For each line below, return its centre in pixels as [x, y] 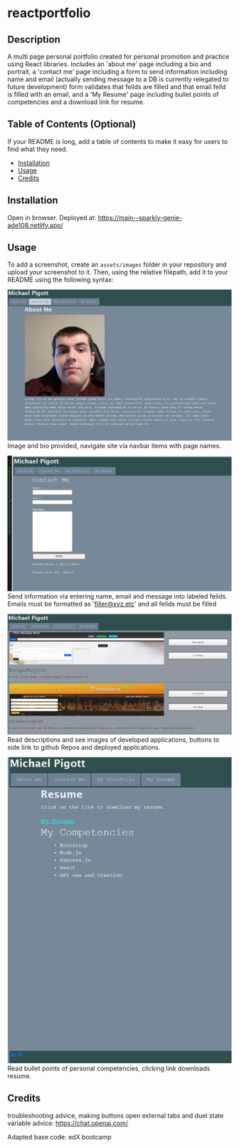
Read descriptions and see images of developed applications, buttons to [113, 740]
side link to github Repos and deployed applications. [84, 748]
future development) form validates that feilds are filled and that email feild [117, 87]
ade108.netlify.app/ [36, 225]
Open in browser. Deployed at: [52, 217]
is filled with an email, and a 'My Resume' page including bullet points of [113, 94]
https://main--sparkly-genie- [140, 217]
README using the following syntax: [60, 280]
